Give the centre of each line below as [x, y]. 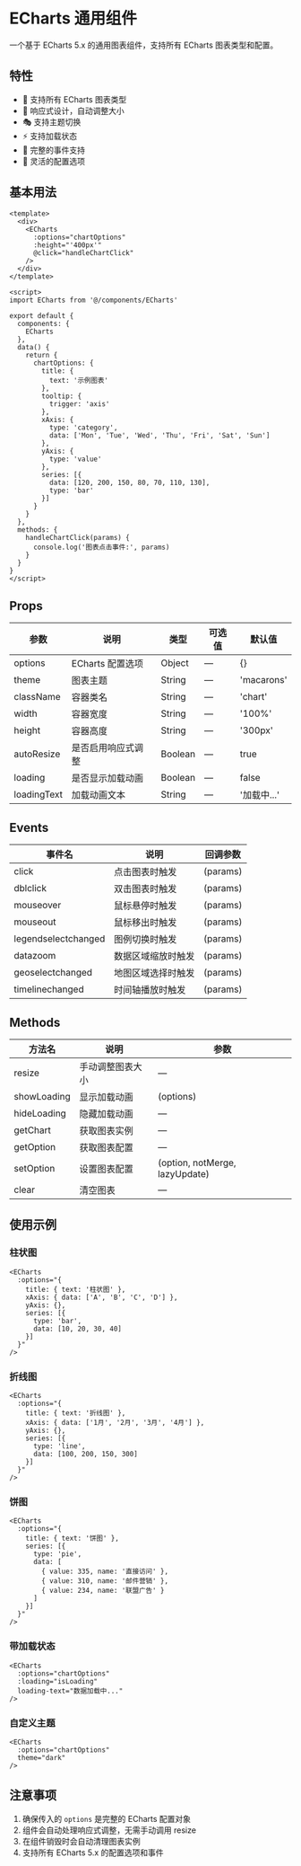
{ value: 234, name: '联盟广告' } [103, 1591]
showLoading [43, 1097]
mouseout [35, 922]
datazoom [35, 956]
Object [175, 663]
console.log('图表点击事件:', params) [101, 547]
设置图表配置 [107, 1169]
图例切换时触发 [145, 940]
